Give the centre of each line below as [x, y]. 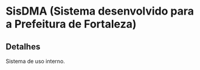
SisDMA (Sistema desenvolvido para [100, 11]
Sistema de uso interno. [35, 61]
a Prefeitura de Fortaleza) [71, 24]
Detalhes [23, 47]
